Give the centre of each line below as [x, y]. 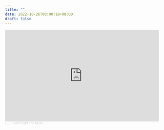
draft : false [18, 19]
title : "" [15, 10]
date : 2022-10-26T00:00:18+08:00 [39, 14]
